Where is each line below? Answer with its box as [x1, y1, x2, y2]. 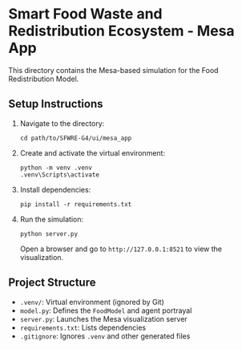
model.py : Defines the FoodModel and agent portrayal [19, 306, 192, 315]
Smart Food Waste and [8, 5, 163, 23]
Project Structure [8, 276, 96, 290]
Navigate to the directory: [19, 118, 105, 128]
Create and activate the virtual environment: [19, 148, 166, 157]
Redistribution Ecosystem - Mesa [8, 22, 235, 40]
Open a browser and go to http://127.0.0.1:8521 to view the [19, 244, 223, 254]
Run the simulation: [19, 214, 84, 224]
